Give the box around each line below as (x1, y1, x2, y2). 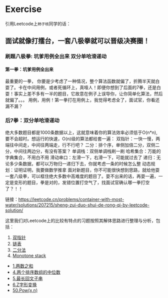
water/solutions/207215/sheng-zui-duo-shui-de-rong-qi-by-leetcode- (5, 201, 150, 208)
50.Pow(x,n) (12, 287, 38, 293)
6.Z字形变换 (12, 281, 37, 287)
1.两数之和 (12, 262, 33, 268)
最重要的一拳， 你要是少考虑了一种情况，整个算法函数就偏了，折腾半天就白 (5, 78, 160, 84)
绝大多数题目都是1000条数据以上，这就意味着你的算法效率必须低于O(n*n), (5, 129, 157, 135)
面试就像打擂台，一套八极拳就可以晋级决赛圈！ (5, 36, 150, 45)
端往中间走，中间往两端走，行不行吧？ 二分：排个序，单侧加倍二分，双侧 (5, 141, 155, 148)
